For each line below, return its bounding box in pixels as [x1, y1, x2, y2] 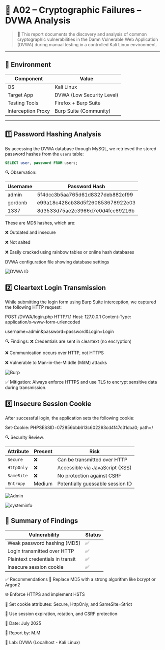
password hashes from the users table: [5, 151, 84, 157]
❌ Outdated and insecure [5, 229, 56, 235]
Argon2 [5, 582, 21, 587]
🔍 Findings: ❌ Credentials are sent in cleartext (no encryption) [5, 338, 132, 344]
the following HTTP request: [5, 304, 62, 310]
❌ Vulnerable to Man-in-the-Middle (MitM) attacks [5, 359, 107, 366]
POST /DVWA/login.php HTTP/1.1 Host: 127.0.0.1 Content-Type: [5, 314, 132, 320]
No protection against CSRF [57, 472, 122, 479]
